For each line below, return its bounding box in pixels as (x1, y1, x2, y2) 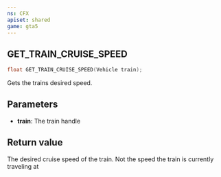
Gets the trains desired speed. (7, 79, 93, 87)
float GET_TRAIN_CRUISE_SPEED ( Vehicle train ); (7, 67, 143, 73)
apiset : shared (7, 16, 51, 23)
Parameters (7, 99, 58, 110)
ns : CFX (7, 10, 30, 17)
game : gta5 (7, 23, 38, 29)
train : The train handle (16, 117, 81, 125)
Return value (7, 137, 63, 148)
